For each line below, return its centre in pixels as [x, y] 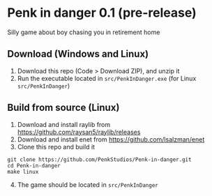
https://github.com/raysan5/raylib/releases [79, 132]
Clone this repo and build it [56, 146]
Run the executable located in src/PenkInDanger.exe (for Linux [107, 78]
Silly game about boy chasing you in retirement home [84, 32]
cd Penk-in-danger [34, 165]
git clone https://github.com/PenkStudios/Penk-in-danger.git [99, 159]
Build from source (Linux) [63, 108]
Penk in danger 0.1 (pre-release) [102, 13]
